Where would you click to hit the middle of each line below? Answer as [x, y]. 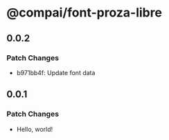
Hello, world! [35, 129]
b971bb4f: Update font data [56, 72]
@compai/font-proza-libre [84, 13]
